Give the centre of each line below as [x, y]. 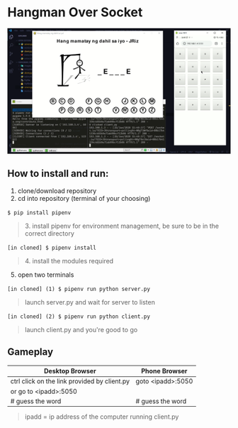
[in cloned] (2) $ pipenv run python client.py [79, 317]
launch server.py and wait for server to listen [90, 302]
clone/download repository [57, 191]
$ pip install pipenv [39, 213]
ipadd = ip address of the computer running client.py [102, 417]
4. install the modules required [69, 260]
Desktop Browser [70, 371]
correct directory [49, 233]
